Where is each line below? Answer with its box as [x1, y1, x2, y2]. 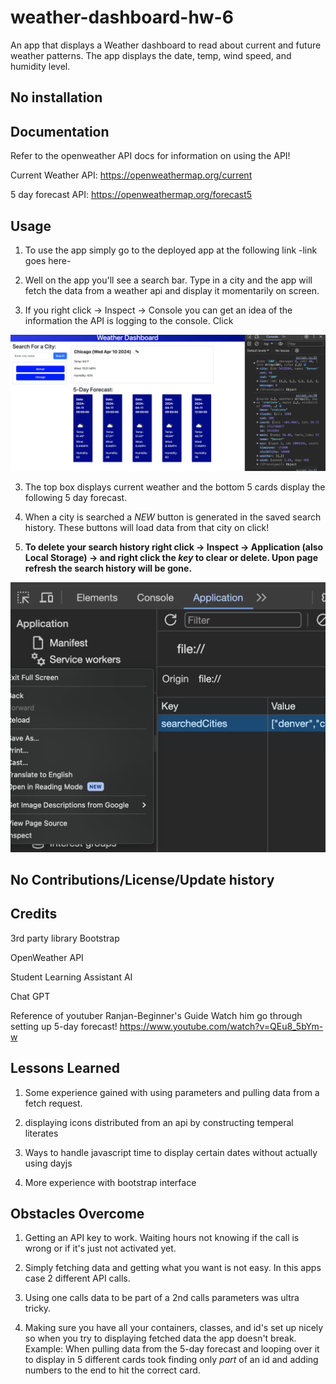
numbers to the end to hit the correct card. [24, 1364, 201, 1376]
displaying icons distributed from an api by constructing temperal [24, 1116, 294, 1128]
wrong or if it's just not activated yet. [24, 1242, 177, 1255]
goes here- [24, 254, 72, 266]
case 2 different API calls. [24, 1272, 131, 1285]
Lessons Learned [10, 1060, 120, 1077]
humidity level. [10, 60, 71, 72]
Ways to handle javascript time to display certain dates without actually [24, 1146, 318, 1158]
